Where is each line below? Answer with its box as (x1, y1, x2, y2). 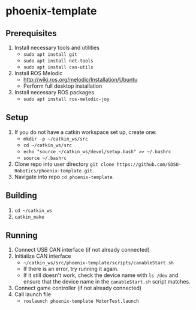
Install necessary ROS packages (14, 89, 94, 96)
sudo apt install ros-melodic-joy (23, 96, 110, 102)
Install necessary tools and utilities (14, 44, 100, 51)
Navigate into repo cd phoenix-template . (14, 173, 114, 180)
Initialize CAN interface (14, 252, 71, 260)
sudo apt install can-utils (23, 64, 94, 70)
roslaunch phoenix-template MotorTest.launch (23, 299, 139, 305)
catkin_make (14, 214, 44, 220)
